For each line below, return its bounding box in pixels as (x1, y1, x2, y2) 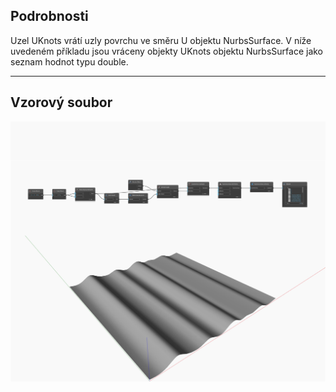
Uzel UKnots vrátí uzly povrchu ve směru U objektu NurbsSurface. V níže (10, 34, 312, 46)
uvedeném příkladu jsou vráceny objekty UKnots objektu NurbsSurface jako (10, 45, 324, 57)
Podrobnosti (10, 8, 89, 25)
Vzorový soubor (10, 94, 113, 111)
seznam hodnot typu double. (10, 55, 129, 68)
